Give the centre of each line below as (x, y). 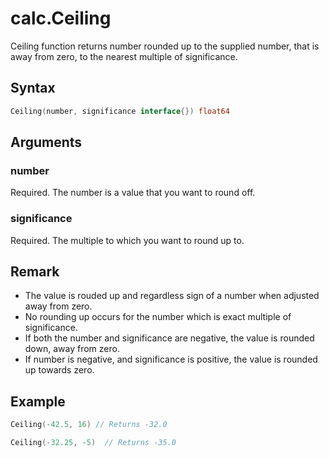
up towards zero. (59, 370)
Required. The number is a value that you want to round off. (133, 193)
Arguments (46, 142)
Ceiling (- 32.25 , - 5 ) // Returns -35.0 (93, 443)
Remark (35, 271)
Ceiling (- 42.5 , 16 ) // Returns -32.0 (89, 425)
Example (38, 401)
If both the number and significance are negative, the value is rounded (169, 338)
